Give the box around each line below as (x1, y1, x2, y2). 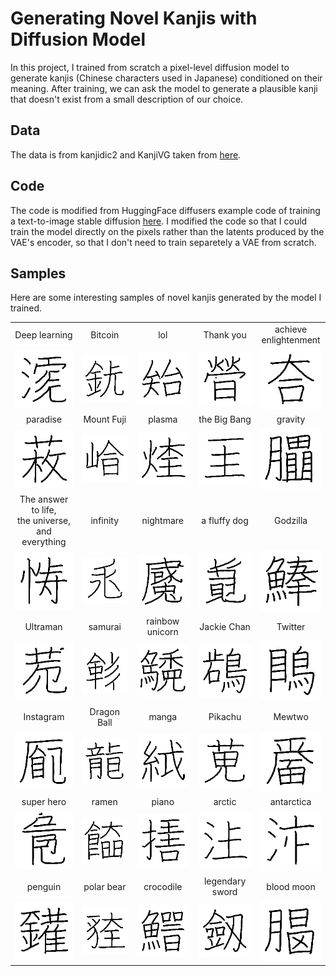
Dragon (89, 705, 121, 717)
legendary (203, 875, 247, 887)
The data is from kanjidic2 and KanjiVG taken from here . (10, 148, 242, 161)
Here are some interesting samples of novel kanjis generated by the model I (10, 292, 322, 304)
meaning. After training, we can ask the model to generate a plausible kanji (10, 82, 318, 94)
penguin (26, 880, 62, 892)
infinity (90, 514, 120, 526)
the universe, (16, 514, 72, 526)
